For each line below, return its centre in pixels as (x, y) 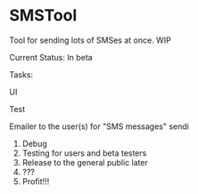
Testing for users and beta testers (84, 153)
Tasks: (21, 74)
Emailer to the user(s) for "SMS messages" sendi (99, 126)
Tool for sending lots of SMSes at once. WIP (90, 40)
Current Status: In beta (51, 57)
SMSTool (43, 16)
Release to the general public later (85, 162)
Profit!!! (36, 181)
